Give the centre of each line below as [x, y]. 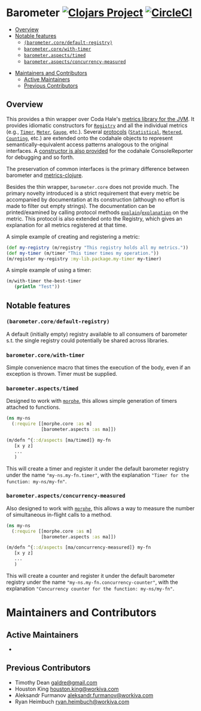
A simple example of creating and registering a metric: [73, 236]
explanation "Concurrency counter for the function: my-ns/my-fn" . [90, 588]
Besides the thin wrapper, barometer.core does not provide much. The [93, 186]
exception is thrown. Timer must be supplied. [62, 374]
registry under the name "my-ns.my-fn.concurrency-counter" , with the [92, 582]
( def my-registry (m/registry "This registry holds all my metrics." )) [97, 248]
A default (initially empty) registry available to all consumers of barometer [97, 334]
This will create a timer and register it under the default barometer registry [98, 468]
